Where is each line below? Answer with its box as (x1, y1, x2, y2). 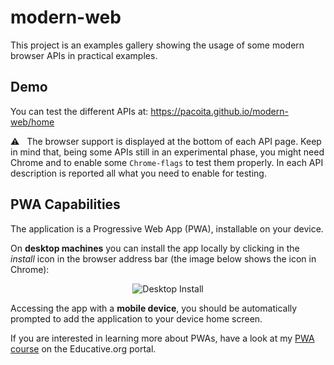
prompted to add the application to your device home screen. (10, 312, 263, 325)
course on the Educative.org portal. (10, 342, 157, 355)
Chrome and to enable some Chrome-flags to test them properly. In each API (10, 156, 324, 168)
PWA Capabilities (10, 196, 121, 213)
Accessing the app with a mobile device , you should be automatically (10, 302, 298, 314)
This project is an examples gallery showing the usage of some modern (10, 39, 305, 51)
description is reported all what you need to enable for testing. (10, 167, 267, 179)
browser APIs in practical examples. (10, 49, 158, 61)
